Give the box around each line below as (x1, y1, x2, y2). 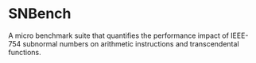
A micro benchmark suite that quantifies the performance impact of (8, 31, 229, 40)
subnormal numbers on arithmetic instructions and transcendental (22, 39, 240, 48)
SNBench (8, 5, 72, 23)
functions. (8, 47, 41, 57)
